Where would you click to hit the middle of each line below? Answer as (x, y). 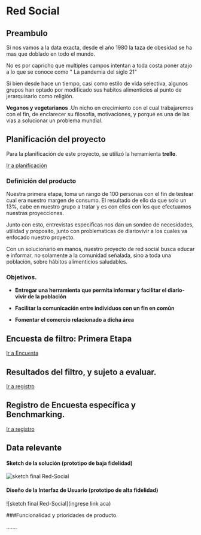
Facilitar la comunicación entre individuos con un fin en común (95, 308)
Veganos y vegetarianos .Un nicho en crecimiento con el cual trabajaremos (100, 108)
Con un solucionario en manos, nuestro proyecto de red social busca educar (100, 249)
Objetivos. (22, 277)
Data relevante (34, 448)
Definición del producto (41, 181)
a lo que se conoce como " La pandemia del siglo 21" (72, 72)
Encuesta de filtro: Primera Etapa (69, 339)
